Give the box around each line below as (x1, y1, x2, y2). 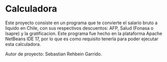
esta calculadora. (5, 41, 41, 47)
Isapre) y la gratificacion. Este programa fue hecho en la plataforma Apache (5, 30, 162, 36)
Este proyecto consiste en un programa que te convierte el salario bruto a (5, 20, 157, 26)
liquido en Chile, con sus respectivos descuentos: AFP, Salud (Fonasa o (5, 25, 154, 31)
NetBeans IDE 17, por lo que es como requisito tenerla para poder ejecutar (5, 36, 158, 42)
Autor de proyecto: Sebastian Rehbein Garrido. (5, 51, 102, 57)
